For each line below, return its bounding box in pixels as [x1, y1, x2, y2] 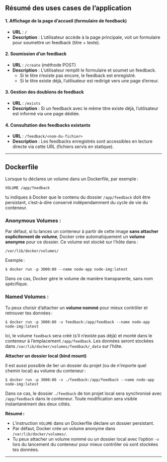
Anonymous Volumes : [5, 217, 61, 224]
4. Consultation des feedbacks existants [5, 122, 91, 128]
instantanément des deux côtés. [5, 401, 71, 407]
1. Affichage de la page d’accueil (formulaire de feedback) [5, 17, 127, 24]
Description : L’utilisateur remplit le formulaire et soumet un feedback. [12, 67, 157, 73]
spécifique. [5, 281, 28, 287]
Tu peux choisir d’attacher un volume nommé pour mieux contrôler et [5, 305, 148, 310]
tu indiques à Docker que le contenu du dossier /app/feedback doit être [5, 194, 151, 200]
